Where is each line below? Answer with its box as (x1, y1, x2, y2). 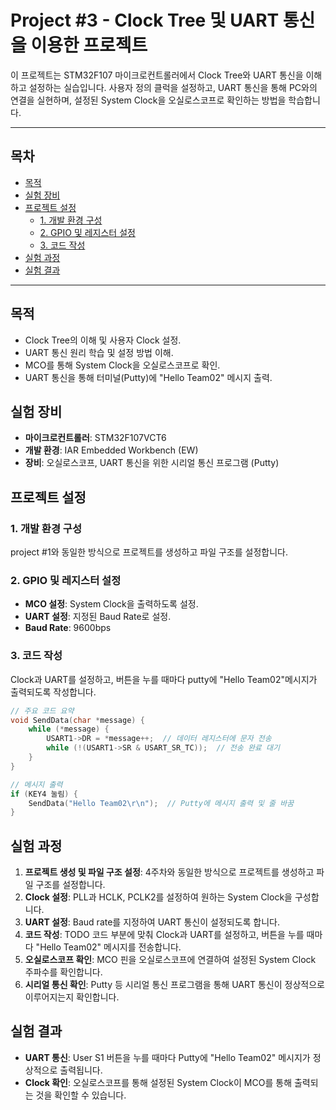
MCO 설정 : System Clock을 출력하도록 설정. (24, 598, 199, 610)
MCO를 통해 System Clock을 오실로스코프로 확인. (24, 359, 221, 371)
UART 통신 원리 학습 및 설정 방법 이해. (24, 346, 174, 358)
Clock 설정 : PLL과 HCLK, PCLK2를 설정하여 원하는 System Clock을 (24, 891, 293, 903)
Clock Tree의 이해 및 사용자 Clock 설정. (24, 334, 182, 346)
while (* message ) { (28, 724, 110, 735)
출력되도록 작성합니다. (10, 686, 97, 698)
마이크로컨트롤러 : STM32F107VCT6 (24, 432, 167, 444)
